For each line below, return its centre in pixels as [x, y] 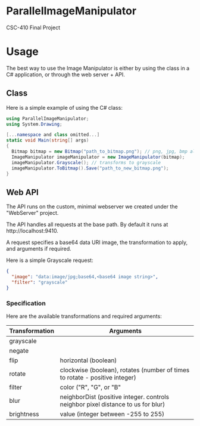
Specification [26, 303]
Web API [22, 192]
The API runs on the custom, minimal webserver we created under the [92, 206]
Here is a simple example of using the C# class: [65, 107]
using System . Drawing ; [34, 124]
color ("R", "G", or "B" [90, 387]
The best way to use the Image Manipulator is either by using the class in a [98, 68]
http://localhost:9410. [32, 231]
